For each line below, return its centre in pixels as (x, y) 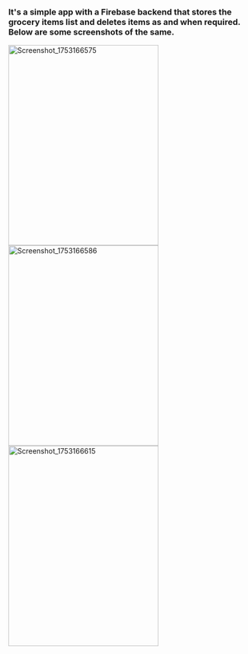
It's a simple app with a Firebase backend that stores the (120, 12)
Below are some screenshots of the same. (91, 32)
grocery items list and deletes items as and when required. (124, 22)
